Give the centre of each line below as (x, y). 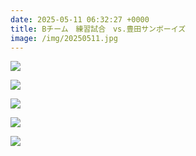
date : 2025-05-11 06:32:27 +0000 (80, 19)
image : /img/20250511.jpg (64, 38)
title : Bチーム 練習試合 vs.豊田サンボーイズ (98, 29)
